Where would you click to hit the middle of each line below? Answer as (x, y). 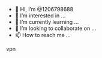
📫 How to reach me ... (43, 35)
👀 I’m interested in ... (40, 16)
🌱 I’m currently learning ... (47, 22)
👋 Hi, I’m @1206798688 (44, 9)
